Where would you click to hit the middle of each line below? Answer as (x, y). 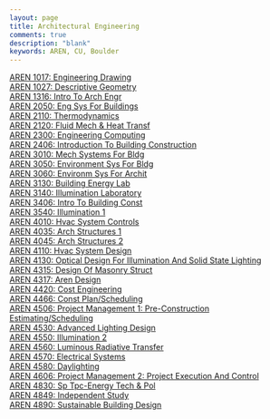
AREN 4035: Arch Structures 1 (66, 231)
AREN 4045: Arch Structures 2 (67, 241)
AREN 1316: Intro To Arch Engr (66, 97)
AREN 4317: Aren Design (55, 280)
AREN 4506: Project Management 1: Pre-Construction (110, 308)
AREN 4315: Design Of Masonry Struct (81, 270)
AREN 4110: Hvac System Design (71, 251)
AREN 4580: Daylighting (54, 366)
